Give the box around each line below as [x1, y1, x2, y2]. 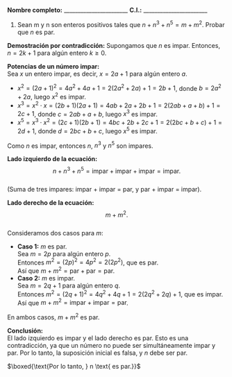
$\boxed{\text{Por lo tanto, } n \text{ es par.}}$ [7, 362, 141, 370]
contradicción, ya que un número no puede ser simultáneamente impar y [7, 341, 216, 349]
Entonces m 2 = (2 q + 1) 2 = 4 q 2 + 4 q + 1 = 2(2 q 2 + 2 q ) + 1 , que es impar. [17, 288, 224, 298]
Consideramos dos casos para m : [7, 228, 103, 237]
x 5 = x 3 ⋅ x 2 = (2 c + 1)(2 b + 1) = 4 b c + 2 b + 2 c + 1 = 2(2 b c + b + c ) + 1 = [17, 117, 222, 126]
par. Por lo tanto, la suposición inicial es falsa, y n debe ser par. [7, 349, 188, 357]
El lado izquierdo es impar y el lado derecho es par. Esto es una [7, 333, 189, 342]
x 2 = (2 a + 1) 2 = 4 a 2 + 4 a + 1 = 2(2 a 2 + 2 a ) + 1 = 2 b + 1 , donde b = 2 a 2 [17, 83, 222, 92]
